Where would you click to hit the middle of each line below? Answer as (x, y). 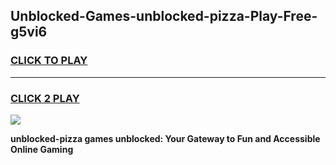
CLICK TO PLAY (49, 61)
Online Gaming (42, 149)
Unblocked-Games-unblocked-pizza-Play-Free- (164, 16)
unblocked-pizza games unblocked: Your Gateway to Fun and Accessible (165, 138)
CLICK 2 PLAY (45, 98)
